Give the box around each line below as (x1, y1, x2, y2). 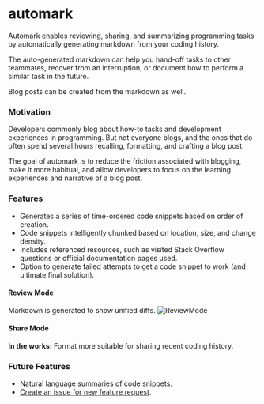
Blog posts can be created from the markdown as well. (8, 86, 187, 96)
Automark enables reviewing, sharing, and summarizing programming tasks (8, 31, 255, 40)
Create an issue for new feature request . (19, 387, 152, 397)
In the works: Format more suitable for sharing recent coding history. (8, 341, 234, 350)
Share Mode (8, 323, 49, 333)
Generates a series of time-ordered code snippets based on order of (19, 211, 243, 221)
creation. (19, 219, 49, 229)
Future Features (8, 361, 71, 372)
